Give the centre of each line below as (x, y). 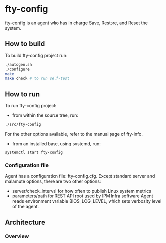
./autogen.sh (19, 65)
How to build (25, 44)
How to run (23, 94)
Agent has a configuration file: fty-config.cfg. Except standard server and (80, 176)
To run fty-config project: (31, 106)
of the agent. (25, 207)
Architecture (25, 222)
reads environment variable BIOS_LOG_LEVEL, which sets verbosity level (87, 201)
